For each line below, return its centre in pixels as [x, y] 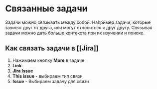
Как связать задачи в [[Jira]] [52, 48]
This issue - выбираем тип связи [47, 76]
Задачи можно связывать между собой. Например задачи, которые [78, 22]
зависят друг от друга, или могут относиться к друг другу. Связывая [79, 27]
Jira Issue [23, 71]
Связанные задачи [47, 9]
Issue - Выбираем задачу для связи [51, 81]
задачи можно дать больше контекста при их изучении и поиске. [75, 33]
